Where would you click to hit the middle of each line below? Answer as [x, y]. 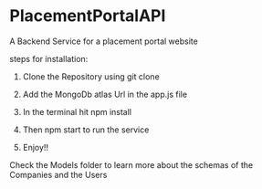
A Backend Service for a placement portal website [104, 41]
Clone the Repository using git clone [91, 76]
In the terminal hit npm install [77, 111]
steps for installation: [49, 58]
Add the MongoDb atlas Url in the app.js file [105, 94]
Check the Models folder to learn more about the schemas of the [131, 164]
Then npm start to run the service [86, 130]
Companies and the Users [58, 174]
